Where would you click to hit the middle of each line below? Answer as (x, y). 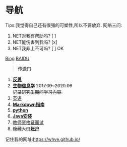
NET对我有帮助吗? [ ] (34, 36)
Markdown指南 (28, 104)
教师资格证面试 (28, 122)
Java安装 (22, 116)
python (20, 110)
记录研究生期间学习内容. (38, 92)
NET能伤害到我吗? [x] (35, 42)
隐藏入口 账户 (26, 128)
